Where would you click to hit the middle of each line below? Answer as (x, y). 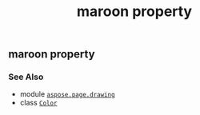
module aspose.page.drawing (67, 94)
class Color (38, 103)
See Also (26, 77)
